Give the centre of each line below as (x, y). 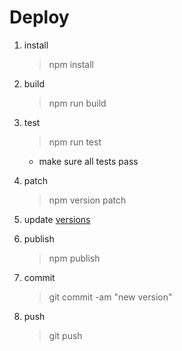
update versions (57, 219)
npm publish (74, 258)
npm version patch (87, 200)
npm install (71, 64)
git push (65, 335)
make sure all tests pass (88, 161)
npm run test (75, 142)
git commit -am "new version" (110, 297)
